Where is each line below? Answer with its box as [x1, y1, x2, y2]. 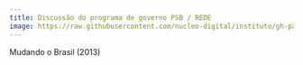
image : [9, 22, 34, 31]
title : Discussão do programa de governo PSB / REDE [9, 13, 212, 23]
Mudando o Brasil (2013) [9, 46, 101, 57]
